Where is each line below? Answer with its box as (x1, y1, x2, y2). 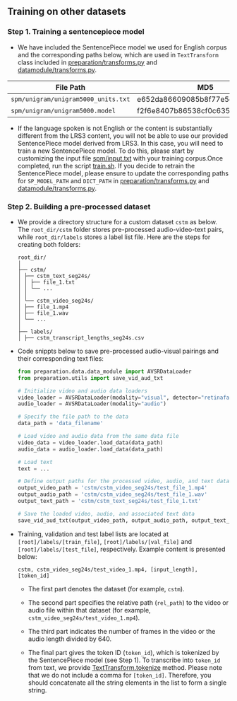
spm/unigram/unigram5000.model (11, 106, 116, 115)
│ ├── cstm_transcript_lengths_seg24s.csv (17, 334, 145, 342)
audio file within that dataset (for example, (28, 606, 151, 614)
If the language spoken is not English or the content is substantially (17, 124, 213, 132)
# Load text (17, 458, 53, 465)
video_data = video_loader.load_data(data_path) (17, 439, 164, 446)
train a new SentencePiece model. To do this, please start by (17, 146, 194, 155)
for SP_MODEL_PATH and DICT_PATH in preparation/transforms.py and (17, 176, 209, 185)
